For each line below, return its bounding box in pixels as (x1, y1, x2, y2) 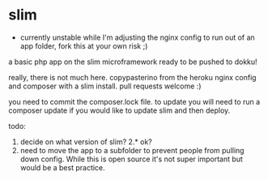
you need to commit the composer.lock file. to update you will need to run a (8, 96, 261, 106)
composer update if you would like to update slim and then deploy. (8, 105, 231, 115)
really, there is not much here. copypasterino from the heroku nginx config (8, 72, 257, 82)
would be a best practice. (19, 162, 105, 172)
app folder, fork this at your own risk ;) (19, 41, 148, 50)
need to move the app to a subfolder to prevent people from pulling (19, 145, 245, 155)
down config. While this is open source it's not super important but (19, 154, 243, 164)
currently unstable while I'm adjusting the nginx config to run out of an (19, 32, 255, 42)
